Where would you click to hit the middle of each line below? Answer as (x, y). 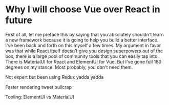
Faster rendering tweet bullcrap (38, 87)
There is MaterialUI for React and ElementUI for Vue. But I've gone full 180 (83, 61)
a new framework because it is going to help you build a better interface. (82, 40)
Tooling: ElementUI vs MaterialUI (40, 97)
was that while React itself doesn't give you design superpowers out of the (84, 51)
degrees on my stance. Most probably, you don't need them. (69, 67)
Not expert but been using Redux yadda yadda (55, 77)
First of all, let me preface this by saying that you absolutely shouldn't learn (84, 34)
